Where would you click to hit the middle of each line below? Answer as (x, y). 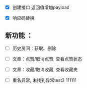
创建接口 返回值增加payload (41, 7)
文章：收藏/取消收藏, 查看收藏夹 (45, 69)
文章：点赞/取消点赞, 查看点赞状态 (47, 59)
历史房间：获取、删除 (34, 48)
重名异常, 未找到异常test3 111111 (44, 80)
